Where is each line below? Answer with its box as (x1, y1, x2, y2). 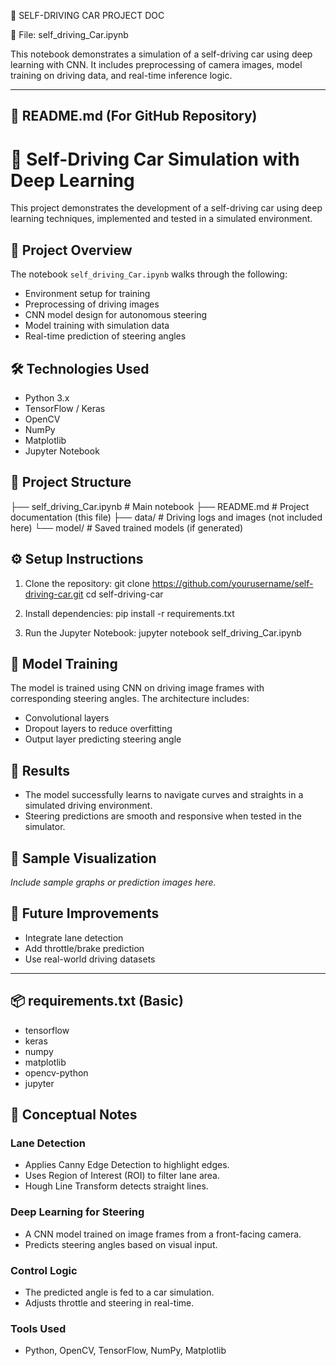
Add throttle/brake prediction (24, 942, 145, 954)
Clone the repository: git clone (24, 577, 150, 589)
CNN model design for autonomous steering (24, 309, 208, 321)
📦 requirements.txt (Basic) (10, 993, 184, 1010)
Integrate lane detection (24, 931, 124, 944)
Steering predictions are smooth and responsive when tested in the (24, 810, 302, 822)
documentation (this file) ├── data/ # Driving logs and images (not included (10, 511, 323, 523)
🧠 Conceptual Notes (10, 1106, 138, 1124)
